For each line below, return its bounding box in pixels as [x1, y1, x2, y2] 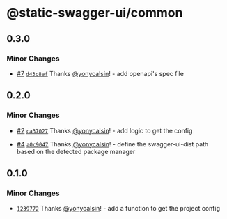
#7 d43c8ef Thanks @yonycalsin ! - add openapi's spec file [16, 69, 184, 77]
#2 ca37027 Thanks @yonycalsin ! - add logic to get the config [16, 126, 193, 135]
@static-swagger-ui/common [6, 5, 183, 21]
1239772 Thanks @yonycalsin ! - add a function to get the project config [16, 204, 221, 213]
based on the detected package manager [16, 147, 136, 156]
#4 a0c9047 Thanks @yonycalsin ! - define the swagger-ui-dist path [16, 139, 209, 148]
